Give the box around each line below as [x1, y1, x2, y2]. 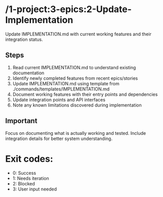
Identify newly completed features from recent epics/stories [12, 75, 138, 81]
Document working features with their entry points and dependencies [12, 91, 158, 97]
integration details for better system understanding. [5, 135, 113, 141]
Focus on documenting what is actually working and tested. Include [5, 130, 146, 136]
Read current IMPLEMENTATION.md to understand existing [12, 64, 136, 70]
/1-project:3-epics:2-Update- [5, 4, 132, 15]
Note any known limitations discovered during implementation [12, 102, 142, 108]
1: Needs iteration [12, 175, 49, 181]
